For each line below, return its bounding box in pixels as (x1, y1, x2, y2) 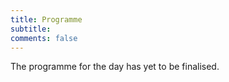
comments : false (10, 33, 78, 43)
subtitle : (10, 24, 52, 34)
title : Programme (10, 14, 83, 25)
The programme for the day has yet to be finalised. (10, 61, 220, 73)
